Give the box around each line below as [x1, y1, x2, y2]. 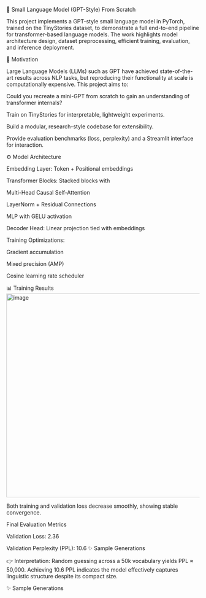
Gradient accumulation [6, 249, 64, 255]
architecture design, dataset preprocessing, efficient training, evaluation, [6, 37, 190, 44]
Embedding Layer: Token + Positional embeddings [6, 165, 134, 172]
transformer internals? [6, 99, 63, 106]
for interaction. [6, 141, 44, 149]
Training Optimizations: [6, 236, 65, 244]
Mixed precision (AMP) [6, 260, 64, 267]
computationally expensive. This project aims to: [6, 80, 129, 88]
